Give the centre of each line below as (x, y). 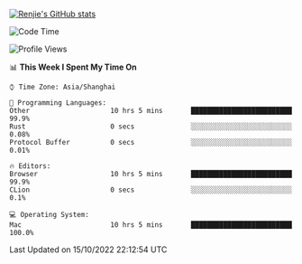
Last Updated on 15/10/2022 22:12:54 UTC (88, 250)
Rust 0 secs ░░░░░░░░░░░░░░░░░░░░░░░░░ (151, 127)
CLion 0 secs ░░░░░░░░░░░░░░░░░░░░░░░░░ (151, 190)
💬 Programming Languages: (58, 103)
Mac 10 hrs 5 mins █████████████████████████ (151, 225)
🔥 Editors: (30, 166)
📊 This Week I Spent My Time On (73, 67)
